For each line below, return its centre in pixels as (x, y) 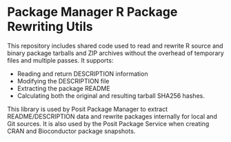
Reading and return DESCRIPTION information (82, 74)
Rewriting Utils (50, 27)
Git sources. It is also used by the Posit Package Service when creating (108, 123)
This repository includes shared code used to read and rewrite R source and (115, 45)
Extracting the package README (63, 88)
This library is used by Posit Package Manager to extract (87, 109)
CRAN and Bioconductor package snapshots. (71, 131)
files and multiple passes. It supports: (60, 60)
